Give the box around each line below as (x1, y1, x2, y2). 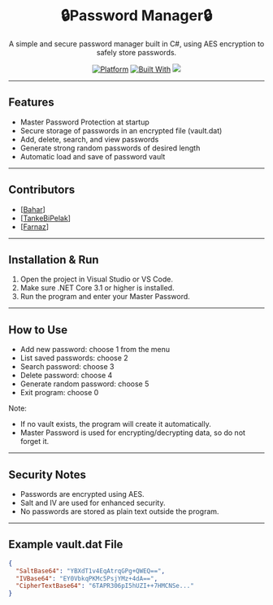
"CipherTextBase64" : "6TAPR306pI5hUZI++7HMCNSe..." (15, 582, 195, 590)
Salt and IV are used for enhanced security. (19, 498, 166, 507)
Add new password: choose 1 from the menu (19, 345, 171, 355)
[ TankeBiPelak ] (19, 213, 71, 223)
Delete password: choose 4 (19, 371, 113, 381)
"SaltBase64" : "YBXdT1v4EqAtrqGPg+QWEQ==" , (15, 567, 165, 575)
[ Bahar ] (19, 204, 46, 214)
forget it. (19, 437, 50, 446)
